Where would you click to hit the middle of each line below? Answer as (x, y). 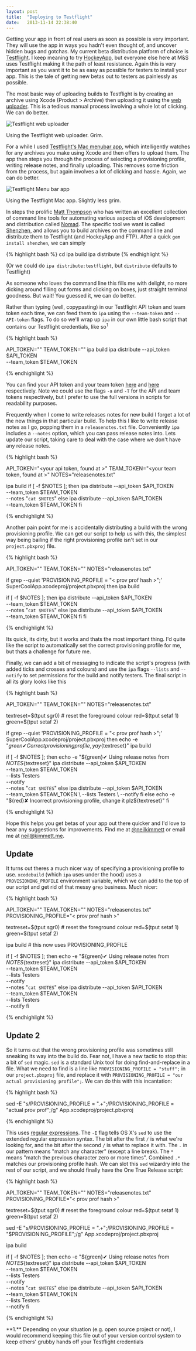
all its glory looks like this (36, 682)
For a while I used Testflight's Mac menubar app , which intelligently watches (98, 146)
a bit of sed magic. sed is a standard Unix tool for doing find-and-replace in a (98, 1062)
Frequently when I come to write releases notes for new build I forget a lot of (98, 415)
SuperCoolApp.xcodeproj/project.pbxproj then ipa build (73, 586)
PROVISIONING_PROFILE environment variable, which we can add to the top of (97, 881)
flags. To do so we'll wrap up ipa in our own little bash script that (109, 319)
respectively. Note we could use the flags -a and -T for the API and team (93, 391)
